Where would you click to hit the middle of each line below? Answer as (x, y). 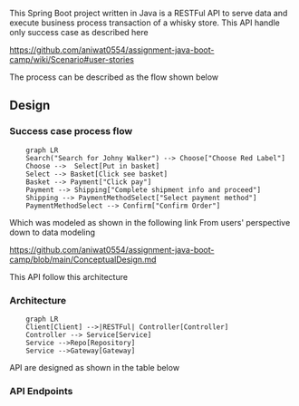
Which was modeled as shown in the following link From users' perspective (150, 222)
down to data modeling (53, 232)
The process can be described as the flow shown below (114, 77)
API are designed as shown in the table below (94, 367)
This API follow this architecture (69, 276)
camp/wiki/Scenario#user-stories (72, 59)
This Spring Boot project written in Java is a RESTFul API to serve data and (149, 13)
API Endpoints (41, 391)
